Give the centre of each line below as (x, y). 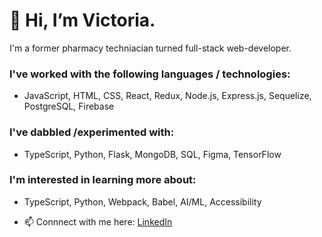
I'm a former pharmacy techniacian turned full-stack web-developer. (150, 48)
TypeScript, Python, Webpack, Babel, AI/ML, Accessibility (142, 201)
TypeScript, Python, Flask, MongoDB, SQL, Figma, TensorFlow (152, 154)
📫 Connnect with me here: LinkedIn (98, 221)
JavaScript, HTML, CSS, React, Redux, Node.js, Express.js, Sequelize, (167, 96)
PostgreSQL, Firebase (69, 106)
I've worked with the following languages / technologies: (150, 74)
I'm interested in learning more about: (103, 180)
